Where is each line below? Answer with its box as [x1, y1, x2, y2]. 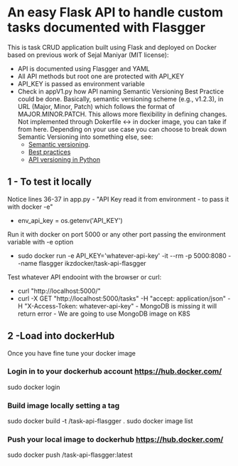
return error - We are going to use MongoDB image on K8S [17, 309, 190, 318]
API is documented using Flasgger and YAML [17, 64, 151, 73]
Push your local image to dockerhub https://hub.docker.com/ [7, 435, 224, 445]
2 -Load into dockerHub [7, 330, 115, 342]
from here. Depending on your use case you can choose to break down [17, 125, 227, 133]
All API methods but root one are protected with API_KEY [17, 72, 185, 81]
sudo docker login [7, 383, 60, 391]
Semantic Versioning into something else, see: [17, 133, 153, 141]
